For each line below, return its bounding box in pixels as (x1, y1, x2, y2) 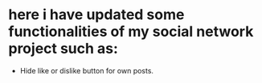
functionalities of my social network (8, 22, 254, 41)
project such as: (8, 40, 119, 57)
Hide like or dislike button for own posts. (19, 65, 154, 75)
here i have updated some (8, 6, 185, 24)
